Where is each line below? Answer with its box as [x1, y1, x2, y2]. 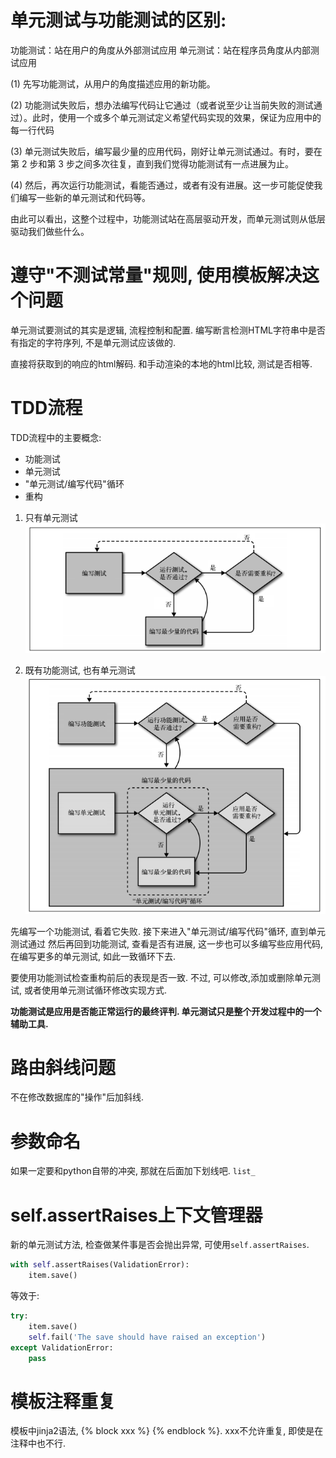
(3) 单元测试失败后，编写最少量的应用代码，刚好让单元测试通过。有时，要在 [10, 145, 323, 157]
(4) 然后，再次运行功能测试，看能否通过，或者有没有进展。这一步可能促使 [10, 179, 315, 191]
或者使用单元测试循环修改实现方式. [23, 984, 168, 996]
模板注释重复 [10, 1390, 117, 1413]
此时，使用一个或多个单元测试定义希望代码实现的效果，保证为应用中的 [31, 111, 322, 123]
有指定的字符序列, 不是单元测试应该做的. [10, 336, 177, 348]
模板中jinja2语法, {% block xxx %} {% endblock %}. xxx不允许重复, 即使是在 [10, 1425, 324, 1437]
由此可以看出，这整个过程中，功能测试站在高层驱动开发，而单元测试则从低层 [10, 212, 326, 225]
